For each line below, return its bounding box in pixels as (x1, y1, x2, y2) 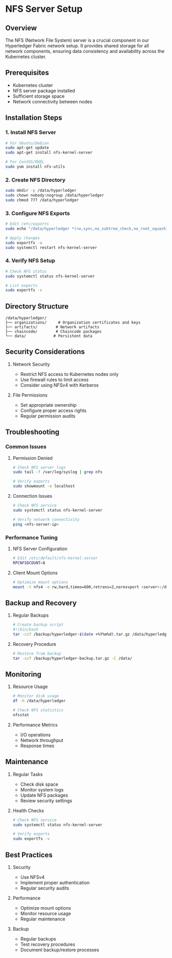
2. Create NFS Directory (5, 176, 66, 183)
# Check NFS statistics (12, 708, 64, 713)
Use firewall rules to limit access (20, 376, 89, 383)
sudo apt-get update (5, 145, 50, 151)
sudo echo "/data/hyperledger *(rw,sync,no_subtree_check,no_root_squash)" (5, 226, 170, 231)
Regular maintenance (20, 916, 66, 922)
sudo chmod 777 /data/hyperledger (5, 197, 79, 203)
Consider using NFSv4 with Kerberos (20, 382, 99, 388)
